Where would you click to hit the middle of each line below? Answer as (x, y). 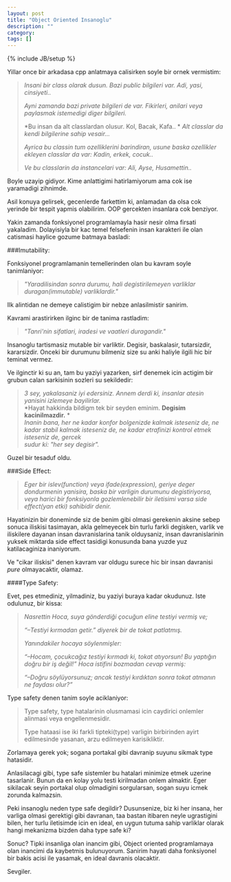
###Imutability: (29, 250)
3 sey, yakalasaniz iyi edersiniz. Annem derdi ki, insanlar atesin (114, 393)
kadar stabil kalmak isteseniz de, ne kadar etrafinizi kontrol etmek (118, 430)
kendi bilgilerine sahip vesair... (67, 134)
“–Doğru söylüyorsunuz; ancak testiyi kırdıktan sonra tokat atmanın (120, 677)
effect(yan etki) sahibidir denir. (67, 507)
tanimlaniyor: (25, 271)
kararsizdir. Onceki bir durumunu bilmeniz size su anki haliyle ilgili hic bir (110, 352)
